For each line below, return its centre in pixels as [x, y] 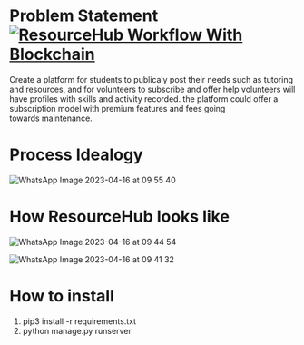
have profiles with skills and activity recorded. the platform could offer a [144, 99]
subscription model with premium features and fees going [118, 108]
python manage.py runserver [77, 330]
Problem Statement [84, 16]
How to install [62, 296]
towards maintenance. [51, 118]
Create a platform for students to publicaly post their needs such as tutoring [151, 79]
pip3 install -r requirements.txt [79, 321]
